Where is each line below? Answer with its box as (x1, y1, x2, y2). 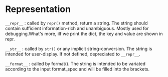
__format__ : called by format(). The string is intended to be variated (5, 60, 146, 66)
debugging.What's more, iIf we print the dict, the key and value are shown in (5, 30, 163, 36)
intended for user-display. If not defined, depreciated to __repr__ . (5, 51, 140, 57)
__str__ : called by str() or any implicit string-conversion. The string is (5, 45, 152, 51)
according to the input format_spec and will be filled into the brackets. (5, 66, 150, 72)
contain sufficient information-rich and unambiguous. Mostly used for (5, 25, 149, 31)
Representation (5, 3, 71, 15)
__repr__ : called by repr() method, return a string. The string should (5, 20, 148, 26)
